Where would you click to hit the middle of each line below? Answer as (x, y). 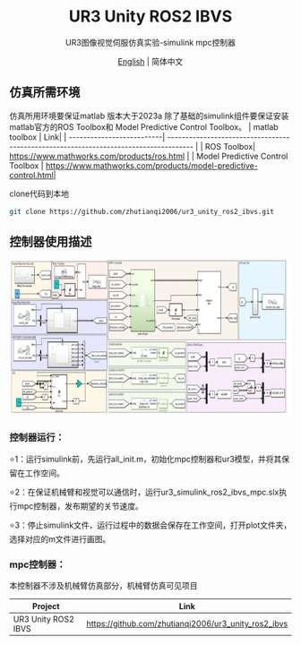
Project (46, 606)
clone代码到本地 (39, 193)
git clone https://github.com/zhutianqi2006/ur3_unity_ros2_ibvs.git (142, 211)
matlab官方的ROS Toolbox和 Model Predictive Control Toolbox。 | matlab (144, 126)
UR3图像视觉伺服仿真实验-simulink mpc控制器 (150, 42)
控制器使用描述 (51, 242)
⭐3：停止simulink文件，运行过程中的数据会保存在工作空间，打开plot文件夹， (150, 525)
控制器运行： (37, 438)
